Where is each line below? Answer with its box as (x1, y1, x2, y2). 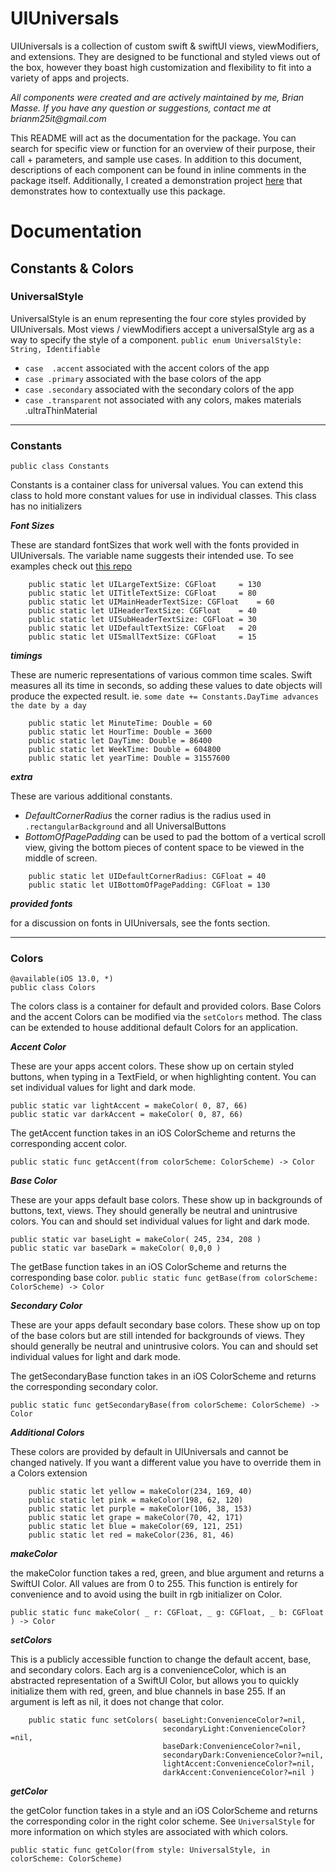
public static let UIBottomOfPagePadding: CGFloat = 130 (28, 880, 271, 891)
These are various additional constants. (10, 790, 173, 802)
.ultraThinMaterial (24, 404, 98, 416)
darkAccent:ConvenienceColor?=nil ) (162, 1768, 315, 1778)
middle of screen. (24, 852, 98, 864)
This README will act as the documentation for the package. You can (10, 132, 297, 144)
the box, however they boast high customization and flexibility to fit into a (10, 61, 312, 73)
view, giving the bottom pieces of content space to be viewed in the (24, 842, 305, 854)
